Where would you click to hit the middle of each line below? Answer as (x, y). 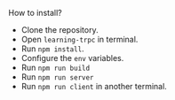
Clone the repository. (60, 30)
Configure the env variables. (72, 58)
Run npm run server (57, 77)
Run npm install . (53, 49)
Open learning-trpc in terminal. (80, 39)
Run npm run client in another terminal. (94, 86)
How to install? (36, 13)
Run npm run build (56, 67)
